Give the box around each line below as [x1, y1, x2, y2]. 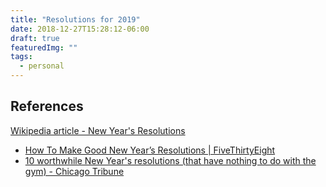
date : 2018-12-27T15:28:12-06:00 [10, 24, 150, 34]
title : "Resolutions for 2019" [10, 14, 141, 25]
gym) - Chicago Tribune [24, 165, 125, 177]
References [10, 98, 84, 115]
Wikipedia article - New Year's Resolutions [10, 124, 186, 136]
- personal [19, 61, 65, 71]
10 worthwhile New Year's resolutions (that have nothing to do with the [24, 154, 317, 166]
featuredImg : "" [10, 42, 78, 53]
